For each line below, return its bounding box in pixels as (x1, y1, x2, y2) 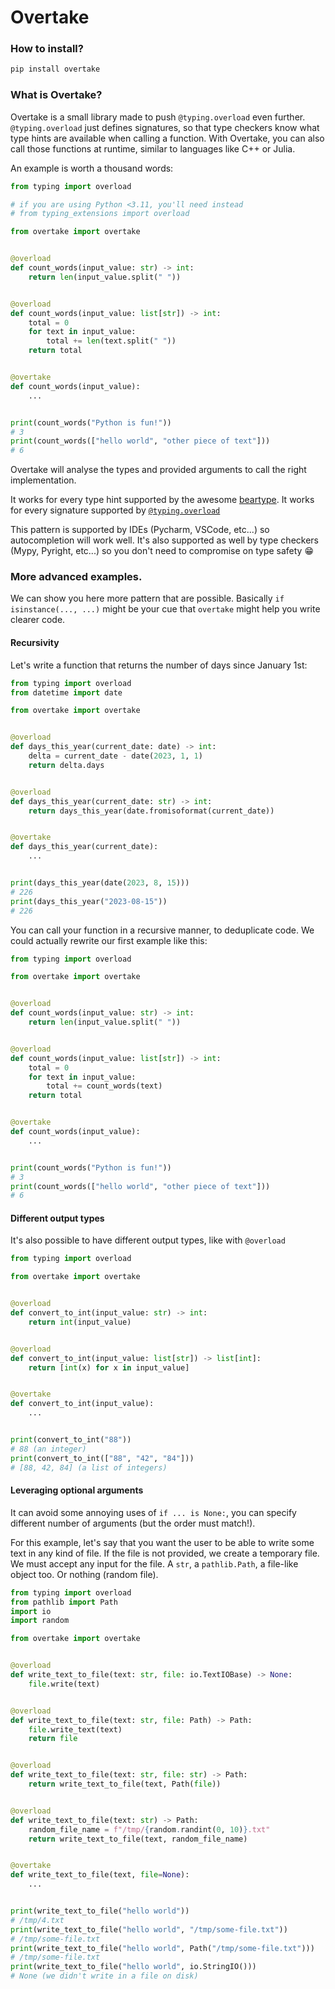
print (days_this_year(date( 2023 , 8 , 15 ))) (10, 878, 190, 888)
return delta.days (28, 760, 105, 770)
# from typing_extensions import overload (10, 209, 190, 219)
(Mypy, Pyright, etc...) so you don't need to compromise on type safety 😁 (10, 545, 314, 557)
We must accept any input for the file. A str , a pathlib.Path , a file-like (10, 1557, 299, 1570)
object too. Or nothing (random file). (10, 1568, 159, 1580)
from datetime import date (10, 687, 123, 698)
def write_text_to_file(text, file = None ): (10, 1870, 190, 1880)
